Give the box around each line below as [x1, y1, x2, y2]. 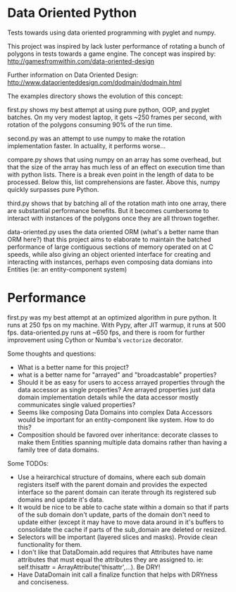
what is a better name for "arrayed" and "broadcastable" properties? [17, 370, 217, 379]
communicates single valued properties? [17, 400, 136, 409]
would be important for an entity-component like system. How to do [17, 415, 215, 424]
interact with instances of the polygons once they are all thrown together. [7, 214, 220, 222]
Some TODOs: [7, 459, 49, 467]
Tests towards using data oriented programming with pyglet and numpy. [7, 28, 216, 37]
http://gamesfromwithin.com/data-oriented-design [7, 56, 155, 65]
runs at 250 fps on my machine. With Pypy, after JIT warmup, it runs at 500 [7, 320, 226, 329]
